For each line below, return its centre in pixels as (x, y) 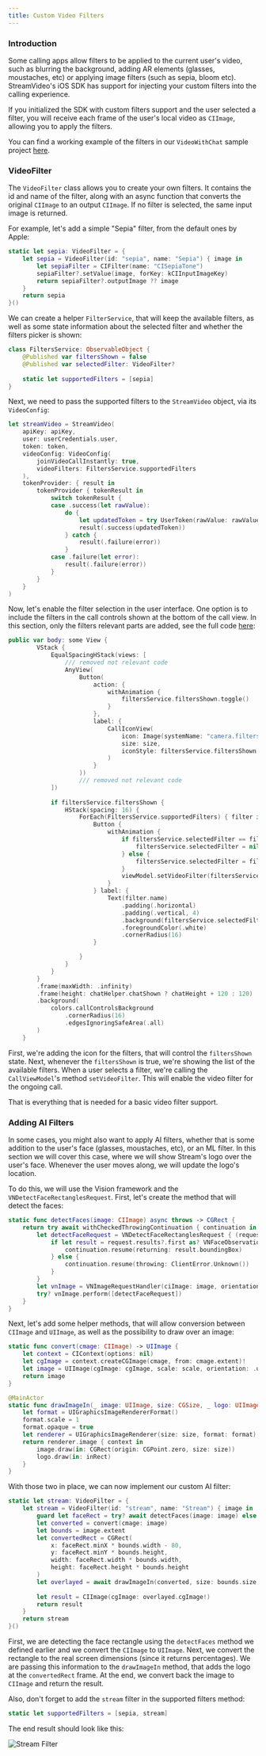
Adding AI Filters (41, 1122)
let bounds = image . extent (81, 1530)
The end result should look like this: (66, 1728)
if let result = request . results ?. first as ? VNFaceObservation (157, 1242)
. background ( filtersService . (169, 920)
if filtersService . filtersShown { (107, 802)
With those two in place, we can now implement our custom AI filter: (120, 1487)
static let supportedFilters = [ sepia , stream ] (88, 1714)
